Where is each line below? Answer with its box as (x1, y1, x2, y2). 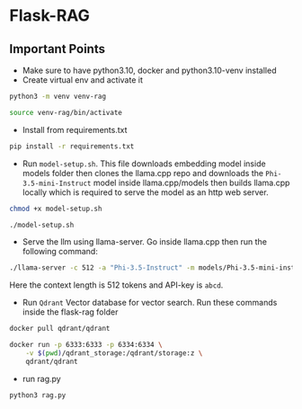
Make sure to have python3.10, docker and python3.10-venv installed (22, 65, 277, 76)
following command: (22, 246, 99, 257)
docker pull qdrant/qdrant (9, 325, 111, 333)
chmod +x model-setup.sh (9, 204, 102, 213)
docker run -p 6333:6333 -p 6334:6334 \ (9, 341, 164, 350)
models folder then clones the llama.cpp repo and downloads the (22, 167, 263, 178)
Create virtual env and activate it (22, 75, 144, 85)
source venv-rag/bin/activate (9, 108, 123, 117)
